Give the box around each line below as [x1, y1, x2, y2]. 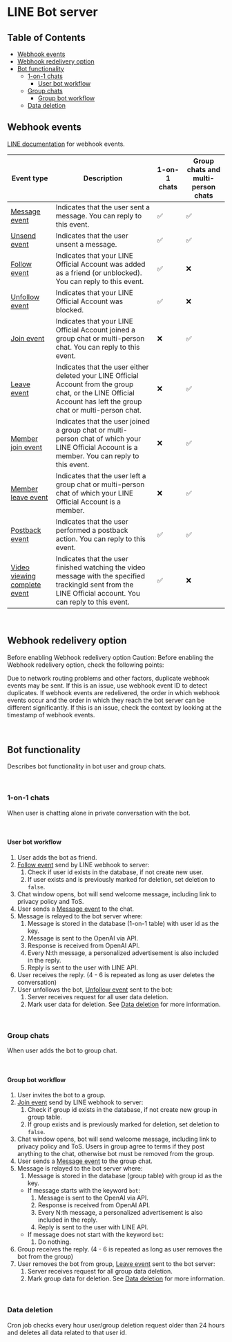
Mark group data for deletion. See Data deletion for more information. [27, 1274, 225, 1283]
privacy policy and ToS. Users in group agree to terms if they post [17, 1142, 205, 1151]
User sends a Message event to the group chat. [17, 1157, 153, 1165]
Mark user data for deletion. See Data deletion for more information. [27, 1000, 221, 1008]
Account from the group [55, 379, 134, 389]
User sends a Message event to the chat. [17, 905, 135, 913]
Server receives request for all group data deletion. [27, 1267, 173, 1276]
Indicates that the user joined [55, 416, 151, 426]
